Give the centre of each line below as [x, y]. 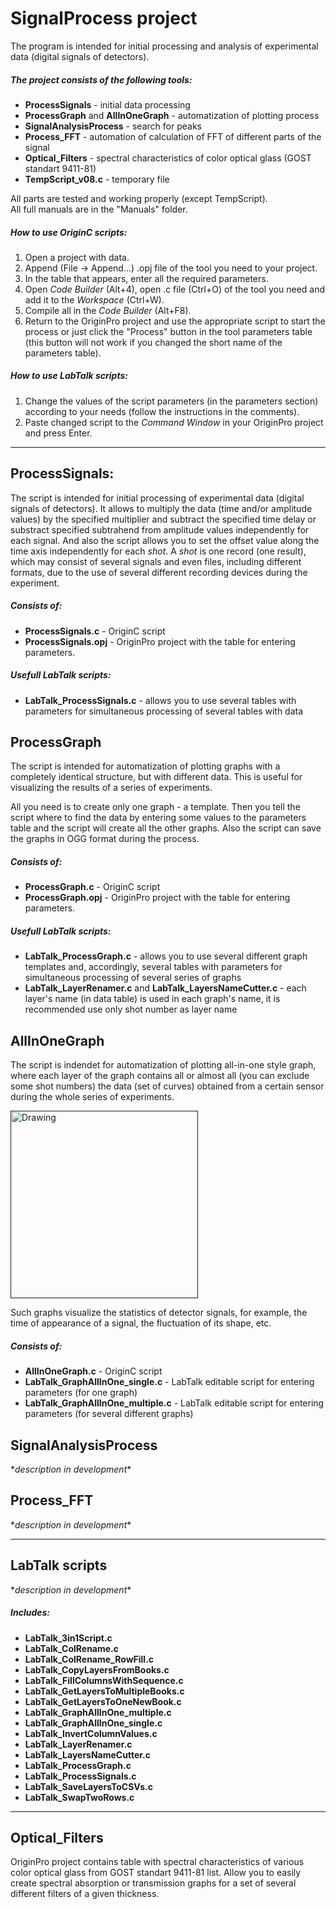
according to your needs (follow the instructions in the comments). [162, 411]
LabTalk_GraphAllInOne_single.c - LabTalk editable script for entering [169, 1382]
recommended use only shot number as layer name [131, 1009]
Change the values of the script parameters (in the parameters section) [171, 401]
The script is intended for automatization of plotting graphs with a [145, 766]
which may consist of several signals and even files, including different [156, 561]
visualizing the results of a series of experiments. [111, 788]
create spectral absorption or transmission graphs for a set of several [153, 1883]
